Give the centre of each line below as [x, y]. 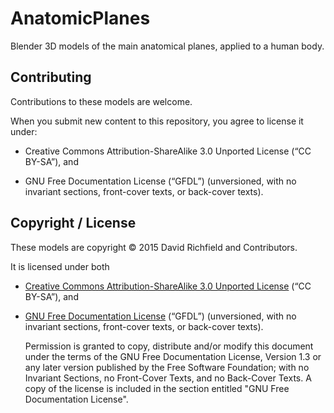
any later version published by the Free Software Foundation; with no [167, 367]
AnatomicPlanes [80, 18]
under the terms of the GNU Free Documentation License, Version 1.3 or [173, 356]
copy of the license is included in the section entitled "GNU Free [157, 388]
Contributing [51, 77]
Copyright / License [73, 223]
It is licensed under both [60, 266]
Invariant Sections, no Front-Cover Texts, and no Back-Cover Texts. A [168, 378]
